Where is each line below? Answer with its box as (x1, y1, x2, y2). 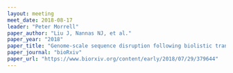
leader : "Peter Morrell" (7, 23, 79, 30)
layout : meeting (7, 10, 54, 17)
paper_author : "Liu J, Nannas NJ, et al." (7, 29, 132, 37)
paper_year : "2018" (7, 36, 64, 43)
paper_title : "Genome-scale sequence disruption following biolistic (7, 42, 213, 49)
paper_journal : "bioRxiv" (7, 49, 82, 56)
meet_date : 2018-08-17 (7, 17, 73, 24)
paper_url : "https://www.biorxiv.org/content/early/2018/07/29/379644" (7, 56, 218, 63)
